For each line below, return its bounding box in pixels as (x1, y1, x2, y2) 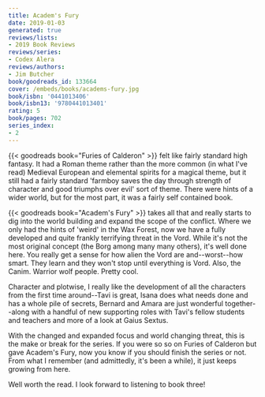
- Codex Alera (8, 56, 55, 64)
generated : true (8, 26, 62, 34)
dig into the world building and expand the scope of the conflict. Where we (8, 216, 252, 226)
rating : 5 (8, 107, 41, 115)
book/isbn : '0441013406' (8, 92, 90, 100)
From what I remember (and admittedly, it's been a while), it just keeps (8, 356, 237, 365)
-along (8, 307, 30, 316)
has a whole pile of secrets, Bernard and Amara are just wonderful (8, 298, 223, 308)
